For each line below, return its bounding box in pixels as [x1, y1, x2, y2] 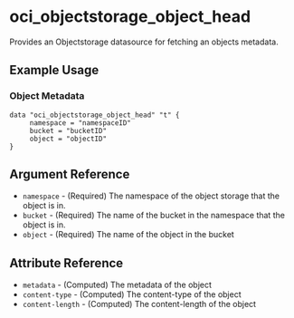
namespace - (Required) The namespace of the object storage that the [22, 190, 280, 201]
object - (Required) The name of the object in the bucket [22, 229, 235, 240]
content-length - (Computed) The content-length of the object [22, 299, 256, 310]
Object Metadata [9, 90, 85, 102]
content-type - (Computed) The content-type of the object [22, 289, 242, 300]
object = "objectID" [29, 134, 107, 143]
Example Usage [9, 63, 100, 78]
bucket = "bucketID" [29, 126, 107, 135]
